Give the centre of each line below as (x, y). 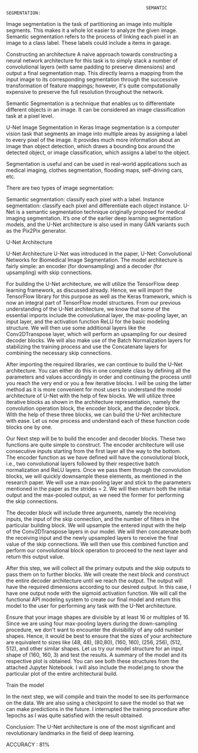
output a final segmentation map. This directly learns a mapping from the (95, 73)
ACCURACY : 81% (28, 744)
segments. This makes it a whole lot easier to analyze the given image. (92, 30)
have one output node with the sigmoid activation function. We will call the (96, 593)
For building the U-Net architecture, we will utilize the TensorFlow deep (93, 284)
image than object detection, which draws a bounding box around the (90, 146)
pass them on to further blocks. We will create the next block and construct (98, 574)
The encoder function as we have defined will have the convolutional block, (98, 457)
